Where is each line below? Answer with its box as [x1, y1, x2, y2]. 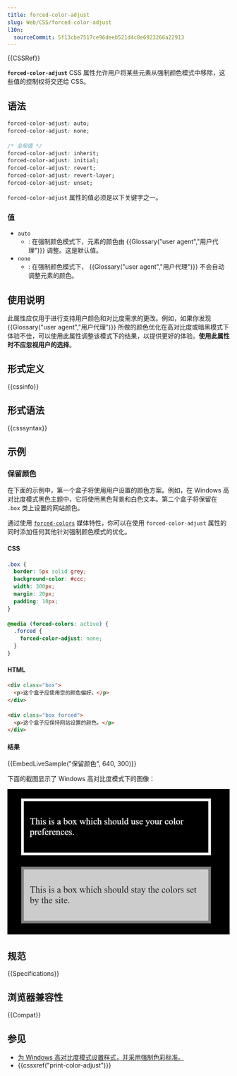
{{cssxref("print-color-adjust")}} [17, 1060, 111, 1069]
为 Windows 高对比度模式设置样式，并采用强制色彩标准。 [17, 1053, 185, 1061]
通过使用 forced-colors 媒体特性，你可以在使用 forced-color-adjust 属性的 [7, 519, 227, 527]
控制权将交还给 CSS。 [25, 78, 90, 86]
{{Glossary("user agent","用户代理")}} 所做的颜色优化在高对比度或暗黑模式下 [7, 323, 229, 332]
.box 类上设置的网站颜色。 [7, 504, 84, 512]
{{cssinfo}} [7, 382, 39, 391]
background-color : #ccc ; [13, 576, 87, 583]
